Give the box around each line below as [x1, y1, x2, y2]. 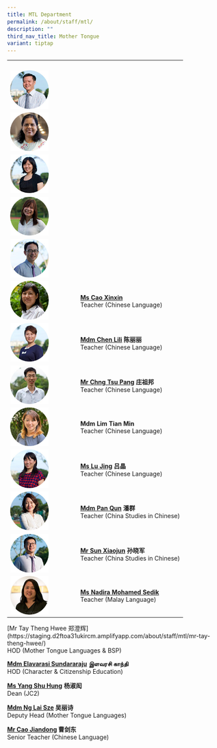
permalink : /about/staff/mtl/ [7, 18, 94, 25]
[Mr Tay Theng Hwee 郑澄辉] [7, 624, 89, 633]
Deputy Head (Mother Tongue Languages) [7, 711, 127, 720]
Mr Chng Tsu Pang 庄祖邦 [80, 377, 154, 386]
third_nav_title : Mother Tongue [7, 33, 99, 40]
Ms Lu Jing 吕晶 [80, 462, 127, 470]
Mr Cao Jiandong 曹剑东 [7, 725, 77, 734]
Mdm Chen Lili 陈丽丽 [80, 336, 142, 344]
